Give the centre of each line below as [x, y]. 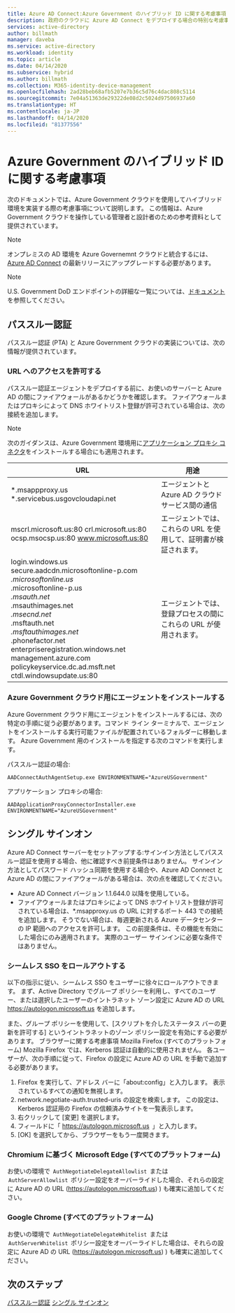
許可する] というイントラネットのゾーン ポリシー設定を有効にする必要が [123, 1032]
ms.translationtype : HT [42, 105]
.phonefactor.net [38, 640]
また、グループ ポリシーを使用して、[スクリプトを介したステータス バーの [114, 1023]
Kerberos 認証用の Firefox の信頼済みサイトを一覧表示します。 [107, 1108]
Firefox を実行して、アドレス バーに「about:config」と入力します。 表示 [121, 1082]
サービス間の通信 [189, 505]
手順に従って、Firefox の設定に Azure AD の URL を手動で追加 [133, 1058]
